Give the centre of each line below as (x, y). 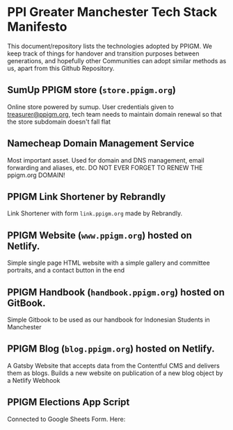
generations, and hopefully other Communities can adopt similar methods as (117, 60)
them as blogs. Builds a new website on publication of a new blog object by (115, 373)
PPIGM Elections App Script (69, 403)
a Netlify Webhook (34, 380)
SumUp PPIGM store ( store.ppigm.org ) (91, 90)
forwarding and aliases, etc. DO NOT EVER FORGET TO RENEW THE (105, 167)
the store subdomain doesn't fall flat (59, 122)
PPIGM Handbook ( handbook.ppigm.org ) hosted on (116, 292)
